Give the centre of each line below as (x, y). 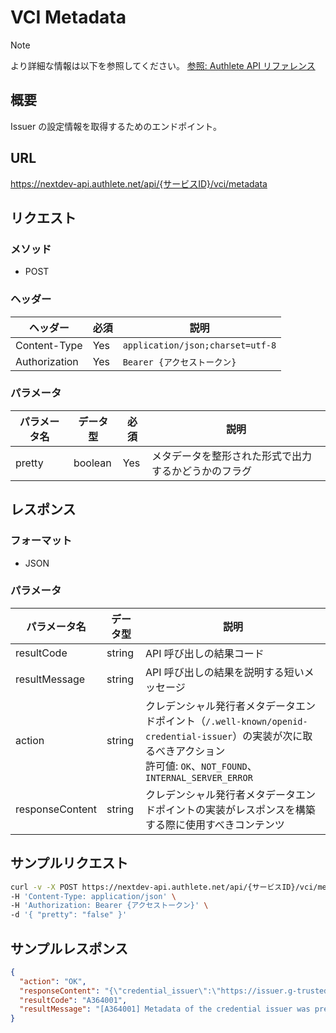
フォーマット (41, 541)
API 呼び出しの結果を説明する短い (224, 672)
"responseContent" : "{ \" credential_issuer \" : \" (120, 991)
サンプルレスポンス (69, 948)
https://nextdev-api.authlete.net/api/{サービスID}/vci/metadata (139, 183)
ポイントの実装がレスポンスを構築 (235, 809)
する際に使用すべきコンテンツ (214, 824)
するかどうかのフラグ (202, 471)
